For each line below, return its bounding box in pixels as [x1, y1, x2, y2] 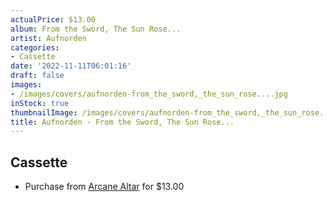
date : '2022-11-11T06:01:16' [10, 61, 132, 71]
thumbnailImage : [10, 107, 78, 118]
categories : [10, 42, 60, 53]
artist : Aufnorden [10, 33, 87, 43]
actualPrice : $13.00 [10, 14, 97, 25]
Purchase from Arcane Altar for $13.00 [24, 181, 185, 193]
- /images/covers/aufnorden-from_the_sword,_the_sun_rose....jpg [10, 89, 288, 99]
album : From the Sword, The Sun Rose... [10, 24, 182, 34]
